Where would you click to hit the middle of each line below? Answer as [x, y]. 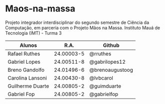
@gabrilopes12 [108, 62]
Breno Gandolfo [26, 70]
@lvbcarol [101, 78]
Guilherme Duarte [28, 86]
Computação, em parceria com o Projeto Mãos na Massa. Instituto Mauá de [83, 27]
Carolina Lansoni [27, 78]
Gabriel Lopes [24, 62]
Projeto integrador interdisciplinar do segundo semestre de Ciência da [77, 22]
